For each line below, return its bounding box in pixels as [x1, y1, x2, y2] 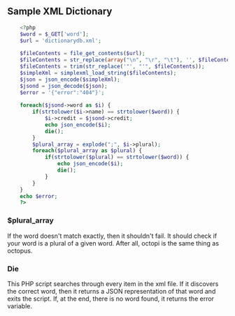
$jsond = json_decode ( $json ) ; [20, 82, 108, 89]
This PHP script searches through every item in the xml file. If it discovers [7, 279, 219, 288]
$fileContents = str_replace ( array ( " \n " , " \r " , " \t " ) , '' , [20, 57, 196, 63]
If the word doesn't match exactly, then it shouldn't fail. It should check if [7, 232, 218, 240]
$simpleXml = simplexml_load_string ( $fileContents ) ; [20, 69, 177, 76]
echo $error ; [20, 193, 58, 200]
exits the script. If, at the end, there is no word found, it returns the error [7, 294, 215, 303]
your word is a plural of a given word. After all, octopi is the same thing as [7, 239, 219, 247]
